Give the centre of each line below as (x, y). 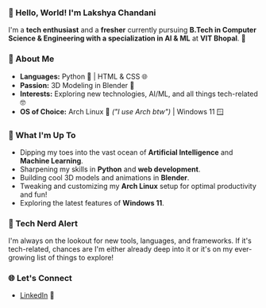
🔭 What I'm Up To (42, 135)
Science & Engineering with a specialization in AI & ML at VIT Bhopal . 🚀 (127, 38)
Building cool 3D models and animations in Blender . (104, 177)
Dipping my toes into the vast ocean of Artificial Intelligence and (126, 152)
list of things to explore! (75, 258)
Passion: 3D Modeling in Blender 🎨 (77, 85)
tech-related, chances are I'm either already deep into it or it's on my (121, 249)
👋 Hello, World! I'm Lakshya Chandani (82, 13)
